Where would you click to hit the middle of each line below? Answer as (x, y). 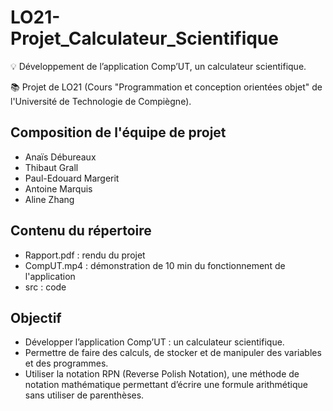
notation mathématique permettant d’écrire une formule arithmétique (166, 385)
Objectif (36, 317)
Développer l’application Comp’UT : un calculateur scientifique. (154, 342)
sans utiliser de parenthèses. (84, 395)
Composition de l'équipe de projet (118, 132)
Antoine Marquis (58, 188)
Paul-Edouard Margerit (72, 178)
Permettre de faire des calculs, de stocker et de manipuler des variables (173, 353)
